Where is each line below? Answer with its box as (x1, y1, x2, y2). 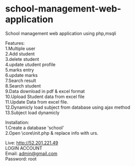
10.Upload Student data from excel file (5, 94, 85, 100)
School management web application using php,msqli (5, 30, 117, 36)
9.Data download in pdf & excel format (5, 88, 85, 94)
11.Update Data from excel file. (5, 99, 69, 105)
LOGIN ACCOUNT (5, 145, 43, 151)
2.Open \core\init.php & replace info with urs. (5, 130, 99, 136)
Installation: (5, 119, 29, 125)
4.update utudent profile (5, 61, 56, 67)
